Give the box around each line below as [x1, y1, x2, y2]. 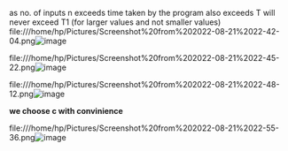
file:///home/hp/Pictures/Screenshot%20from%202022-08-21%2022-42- [9, 26, 280, 36]
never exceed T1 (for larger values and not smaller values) [9, 17, 222, 27]
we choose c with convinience [9, 106, 124, 116]
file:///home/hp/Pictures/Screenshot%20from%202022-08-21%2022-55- [9, 123, 279, 133]
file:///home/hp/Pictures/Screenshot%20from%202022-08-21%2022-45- [9, 53, 280, 63]
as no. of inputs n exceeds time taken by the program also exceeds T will [9, 8, 276, 18]
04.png [9, 35, 35, 46]
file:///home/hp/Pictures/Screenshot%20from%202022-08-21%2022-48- [9, 79, 280, 89]
